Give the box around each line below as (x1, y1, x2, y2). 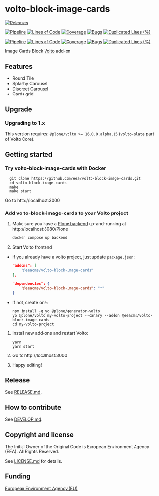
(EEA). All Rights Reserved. (5, 449, 60, 454)
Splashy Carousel (12, 80, 48, 86)
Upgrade (5, 105, 33, 114)
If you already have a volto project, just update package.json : (12, 254, 135, 260)
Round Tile (12, 75, 34, 81)
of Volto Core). (5, 136, 35, 142)
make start (9, 189, 32, 194)
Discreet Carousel (12, 86, 49, 92)
